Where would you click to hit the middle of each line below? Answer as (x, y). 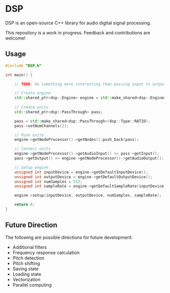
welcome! (15, 38)
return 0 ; (25, 205)
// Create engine (33, 93)
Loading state (27, 274)
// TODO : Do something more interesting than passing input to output (90, 84)
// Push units (29, 135)
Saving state (26, 269)
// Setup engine (32, 167)
